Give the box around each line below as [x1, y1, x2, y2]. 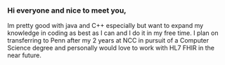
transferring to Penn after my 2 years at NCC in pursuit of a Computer [7, 36, 210, 45]
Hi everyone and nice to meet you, [7, 6, 127, 15]
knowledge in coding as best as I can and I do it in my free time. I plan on [7, 29, 219, 37]
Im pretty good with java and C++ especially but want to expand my [7, 22, 204, 30]
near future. [7, 51, 42, 59]
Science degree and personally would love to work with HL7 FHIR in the [7, 44, 215, 52]
